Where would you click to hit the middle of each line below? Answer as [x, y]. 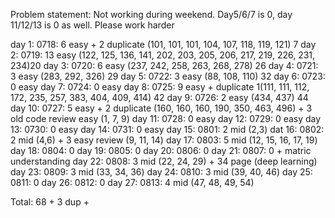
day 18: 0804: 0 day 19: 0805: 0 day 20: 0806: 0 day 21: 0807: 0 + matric [161, 150]
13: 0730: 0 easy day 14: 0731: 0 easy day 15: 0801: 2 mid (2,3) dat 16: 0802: [167, 129]
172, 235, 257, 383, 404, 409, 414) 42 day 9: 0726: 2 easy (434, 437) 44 [159, 97]
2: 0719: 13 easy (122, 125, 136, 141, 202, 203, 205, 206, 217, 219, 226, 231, [163, 55]
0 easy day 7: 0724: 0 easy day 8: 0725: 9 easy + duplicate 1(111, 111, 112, [160, 87]
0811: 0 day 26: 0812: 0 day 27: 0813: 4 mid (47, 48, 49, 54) [132, 182]
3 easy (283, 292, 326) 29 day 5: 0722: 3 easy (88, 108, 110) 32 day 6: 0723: [168, 76]
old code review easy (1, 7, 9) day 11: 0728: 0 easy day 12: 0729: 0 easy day [166, 118]
